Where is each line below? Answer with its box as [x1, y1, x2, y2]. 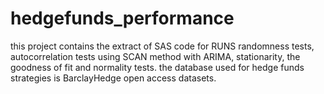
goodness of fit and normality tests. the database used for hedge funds [10, 61, 305, 73]
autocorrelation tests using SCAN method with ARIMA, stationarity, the [10, 50, 301, 62]
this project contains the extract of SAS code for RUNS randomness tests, [10, 40, 315, 52]
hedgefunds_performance [10, 7, 235, 30]
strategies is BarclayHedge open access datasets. [10, 72, 217, 84]
